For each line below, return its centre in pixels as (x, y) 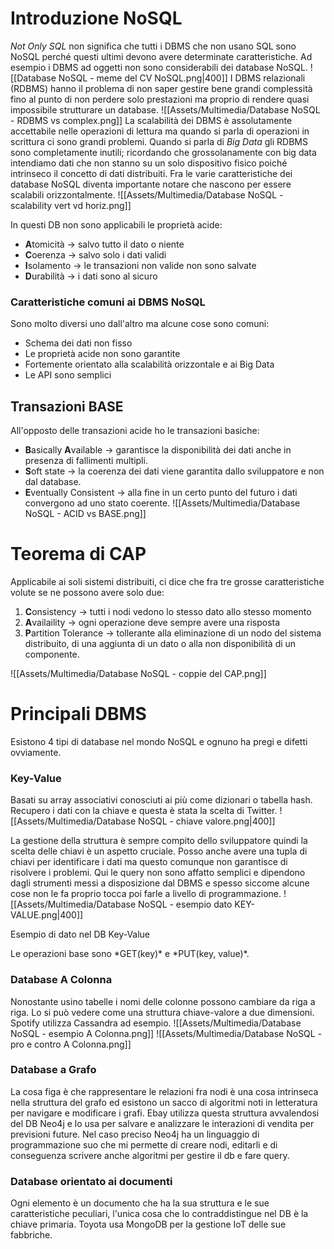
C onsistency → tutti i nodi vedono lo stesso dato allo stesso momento (168, 611)
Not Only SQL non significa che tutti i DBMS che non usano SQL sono (153, 46)
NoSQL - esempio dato (185, 904)
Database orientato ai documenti (91, 1181)
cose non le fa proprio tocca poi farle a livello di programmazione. (146, 894)
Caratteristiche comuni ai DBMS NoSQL (108, 302)
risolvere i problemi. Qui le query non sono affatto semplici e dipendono (158, 873)
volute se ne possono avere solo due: (87, 592)
